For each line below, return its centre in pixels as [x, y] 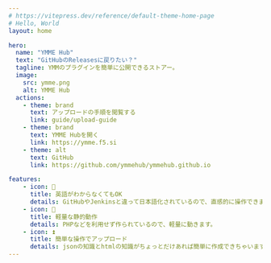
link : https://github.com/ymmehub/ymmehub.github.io [120, 165]
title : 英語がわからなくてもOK [76, 195]
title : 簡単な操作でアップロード [78, 239]
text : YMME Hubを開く [64, 135]
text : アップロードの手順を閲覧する [83, 113]
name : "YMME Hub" [45, 53]
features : [25, 179]
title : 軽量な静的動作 [64, 217]
